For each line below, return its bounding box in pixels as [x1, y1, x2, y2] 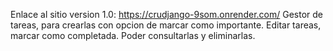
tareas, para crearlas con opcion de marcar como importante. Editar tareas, [10, 19, 322, 31]
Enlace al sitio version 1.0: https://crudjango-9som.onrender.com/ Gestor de [10, 9, 323, 20]
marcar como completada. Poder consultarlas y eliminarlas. [10, 30, 256, 41]
